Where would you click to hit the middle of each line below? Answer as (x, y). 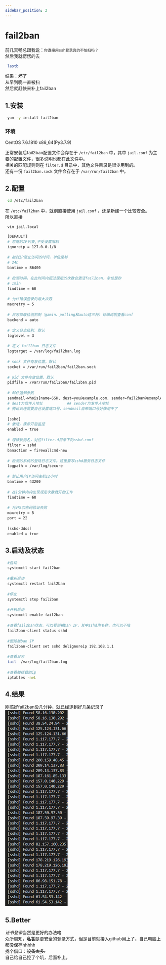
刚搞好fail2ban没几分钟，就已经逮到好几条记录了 (54, 707)
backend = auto (23, 320)
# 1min (14, 283)
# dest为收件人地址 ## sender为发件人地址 (58, 403)
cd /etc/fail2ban (25, 201)
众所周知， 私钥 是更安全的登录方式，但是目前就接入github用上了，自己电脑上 (83, 939)
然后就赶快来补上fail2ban (31, 89)
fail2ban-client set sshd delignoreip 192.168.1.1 (60, 646)
